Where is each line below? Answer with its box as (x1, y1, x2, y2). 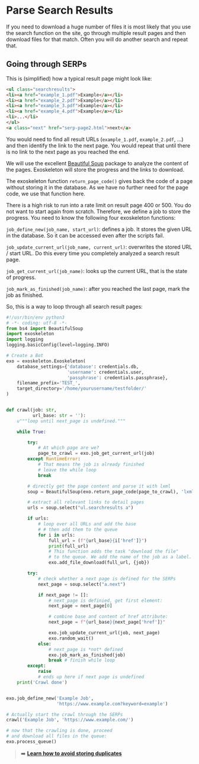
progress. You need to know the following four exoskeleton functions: (6, 214, 176, 221)
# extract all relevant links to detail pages (27, 499, 145, 505)
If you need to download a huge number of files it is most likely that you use (6, 23, 191, 30)
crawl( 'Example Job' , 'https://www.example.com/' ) (6, 717, 134, 723)
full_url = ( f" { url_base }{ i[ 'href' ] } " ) (48, 537, 147, 544)
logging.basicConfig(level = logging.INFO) (6, 342, 110, 348)
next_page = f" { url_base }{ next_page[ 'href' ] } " (48, 619, 166, 625)
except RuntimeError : (27, 456, 81, 462)
